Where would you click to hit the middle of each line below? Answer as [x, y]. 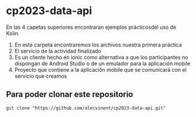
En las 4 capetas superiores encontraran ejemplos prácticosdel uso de [91, 27]
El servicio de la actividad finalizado [58, 51]
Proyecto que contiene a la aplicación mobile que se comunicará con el [101, 69]
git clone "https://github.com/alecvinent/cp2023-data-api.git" [86, 108]
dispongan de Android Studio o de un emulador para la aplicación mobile [102, 63]
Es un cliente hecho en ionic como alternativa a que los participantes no [101, 57]
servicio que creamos [41, 76]
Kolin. [13, 33]
